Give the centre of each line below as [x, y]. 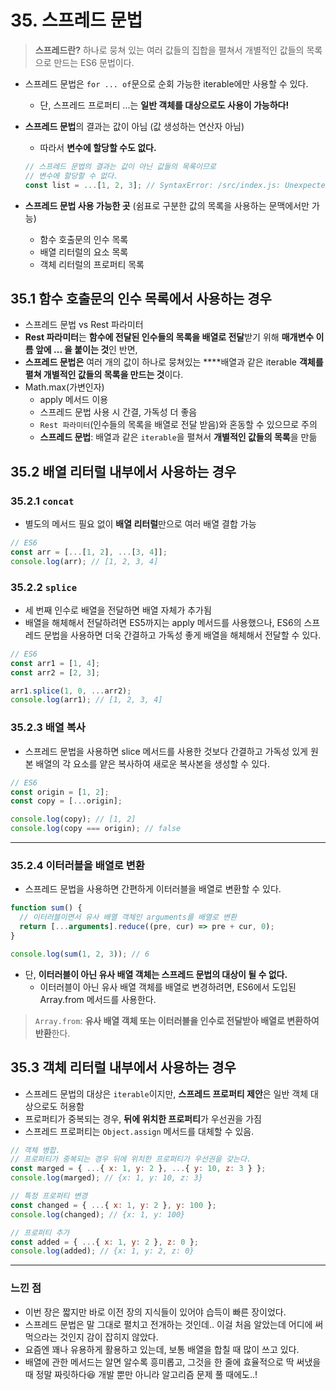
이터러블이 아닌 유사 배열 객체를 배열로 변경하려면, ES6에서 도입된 [168, 987]
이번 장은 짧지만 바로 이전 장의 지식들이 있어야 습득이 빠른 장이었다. [155, 1312]
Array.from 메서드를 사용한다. [98, 999]
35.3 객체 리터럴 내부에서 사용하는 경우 [123, 1067]
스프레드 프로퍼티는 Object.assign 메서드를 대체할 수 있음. [139, 1131]
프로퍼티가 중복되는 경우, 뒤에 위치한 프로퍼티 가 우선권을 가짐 [143, 1118]
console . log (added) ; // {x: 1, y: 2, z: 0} [102, 1251]
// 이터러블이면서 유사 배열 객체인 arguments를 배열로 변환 [128, 917]
